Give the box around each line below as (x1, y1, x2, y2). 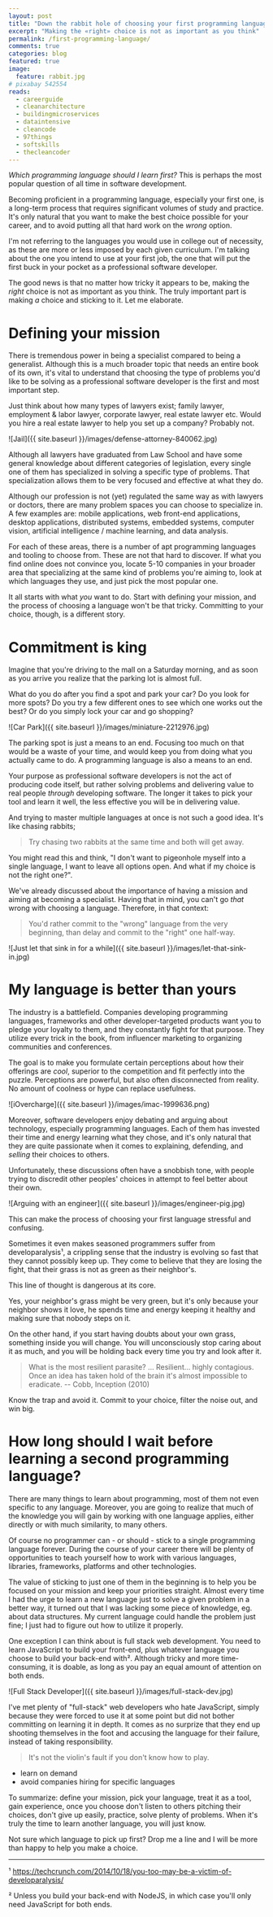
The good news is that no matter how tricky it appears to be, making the (8, 278, 250, 288)
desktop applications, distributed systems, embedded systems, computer (8, 517, 254, 527)
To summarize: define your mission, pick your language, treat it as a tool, (8, 1793, 252, 1802)
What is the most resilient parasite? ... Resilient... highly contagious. (28, 1362, 254, 1372)
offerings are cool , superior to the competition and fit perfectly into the (8, 1066, 245, 1076)
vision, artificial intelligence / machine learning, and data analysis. (8, 526, 229, 536)
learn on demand (19, 1768, 78, 1778)
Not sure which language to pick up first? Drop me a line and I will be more (8, 1835, 258, 1845)
